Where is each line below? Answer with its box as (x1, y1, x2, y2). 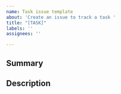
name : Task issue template (6, 8, 73, 15)
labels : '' (6, 25, 33, 32)
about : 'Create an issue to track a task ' (6, 14, 116, 20)
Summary (6, 58, 44, 68)
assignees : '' (6, 31, 42, 37)
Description (6, 78, 51, 88)
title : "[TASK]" (6, 20, 46, 26)
